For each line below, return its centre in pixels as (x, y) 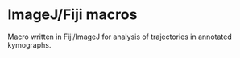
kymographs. (29, 44)
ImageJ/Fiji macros (72, 15)
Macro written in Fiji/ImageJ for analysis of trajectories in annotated (120, 37)
